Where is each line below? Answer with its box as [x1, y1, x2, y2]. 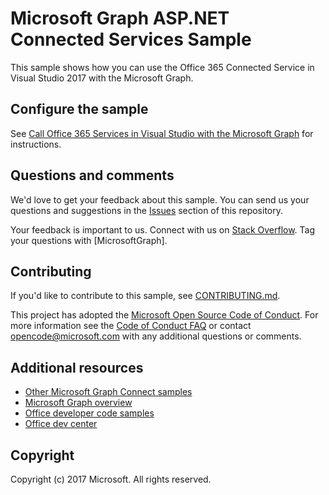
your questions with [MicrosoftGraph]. [10, 234, 168, 246]
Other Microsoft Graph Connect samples [24, 386, 193, 398]
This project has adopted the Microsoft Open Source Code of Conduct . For [10, 309, 319, 321]
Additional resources [10, 359, 144, 376]
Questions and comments [10, 167, 175, 184]
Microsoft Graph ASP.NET [10, 7, 230, 30]
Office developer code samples [24, 407, 155, 419]
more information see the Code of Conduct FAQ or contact [10, 320, 252, 332]
